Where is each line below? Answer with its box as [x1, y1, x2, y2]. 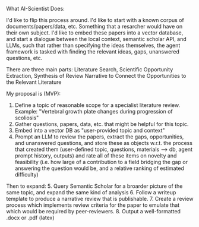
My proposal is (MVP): [6, 90, 61, 97]
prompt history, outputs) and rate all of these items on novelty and [14, 152, 177, 159]
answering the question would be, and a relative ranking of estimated [14, 165, 184, 172]
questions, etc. [6, 55, 43, 61]
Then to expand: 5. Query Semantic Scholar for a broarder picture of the [6, 182, 183, 190]
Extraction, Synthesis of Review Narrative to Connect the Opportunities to [6, 72, 187, 79]
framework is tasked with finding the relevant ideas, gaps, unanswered [6, 48, 180, 55]
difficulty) [14, 171, 39, 178]
